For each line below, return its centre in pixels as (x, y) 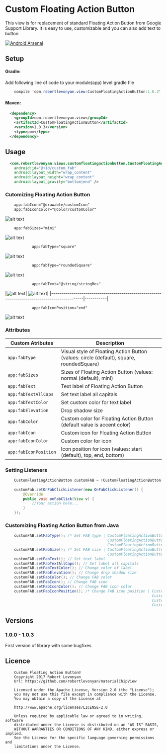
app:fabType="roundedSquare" (62, 265)
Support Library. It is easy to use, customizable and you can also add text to (83, 28)
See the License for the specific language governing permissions (84, 738)
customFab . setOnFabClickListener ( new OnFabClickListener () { (79, 490)
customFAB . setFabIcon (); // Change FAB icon (61, 582)
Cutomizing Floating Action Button (48, 194)
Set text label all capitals (89, 394)
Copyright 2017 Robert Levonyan (47, 677)
